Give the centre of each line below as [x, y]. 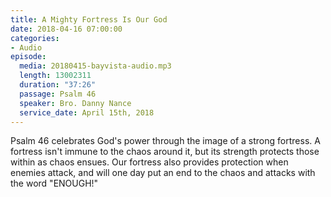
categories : [35, 38]
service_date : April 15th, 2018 [87, 112]
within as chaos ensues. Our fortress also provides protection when [149, 162]
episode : [28, 57]
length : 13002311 [55, 76]
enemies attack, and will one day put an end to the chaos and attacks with [163, 173]
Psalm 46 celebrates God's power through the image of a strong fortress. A [165, 141]
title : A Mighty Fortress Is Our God [89, 19]
